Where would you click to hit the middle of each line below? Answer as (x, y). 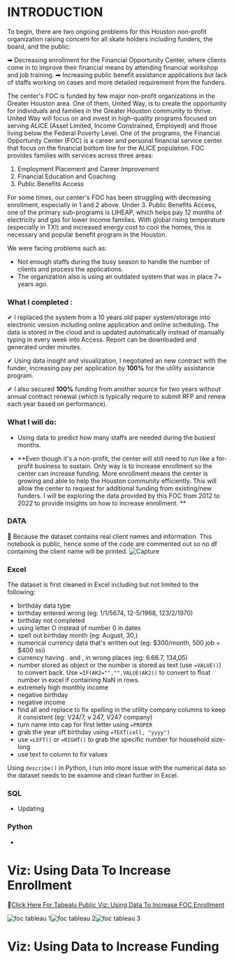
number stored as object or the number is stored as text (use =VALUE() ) (119, 665)
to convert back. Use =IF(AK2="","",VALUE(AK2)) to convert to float (114, 673)
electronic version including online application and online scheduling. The (113, 325)
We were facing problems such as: (57, 248)
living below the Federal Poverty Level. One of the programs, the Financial (114, 133)
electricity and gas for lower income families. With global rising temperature (116, 219)
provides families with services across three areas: (80, 155)
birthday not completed (51, 621)
